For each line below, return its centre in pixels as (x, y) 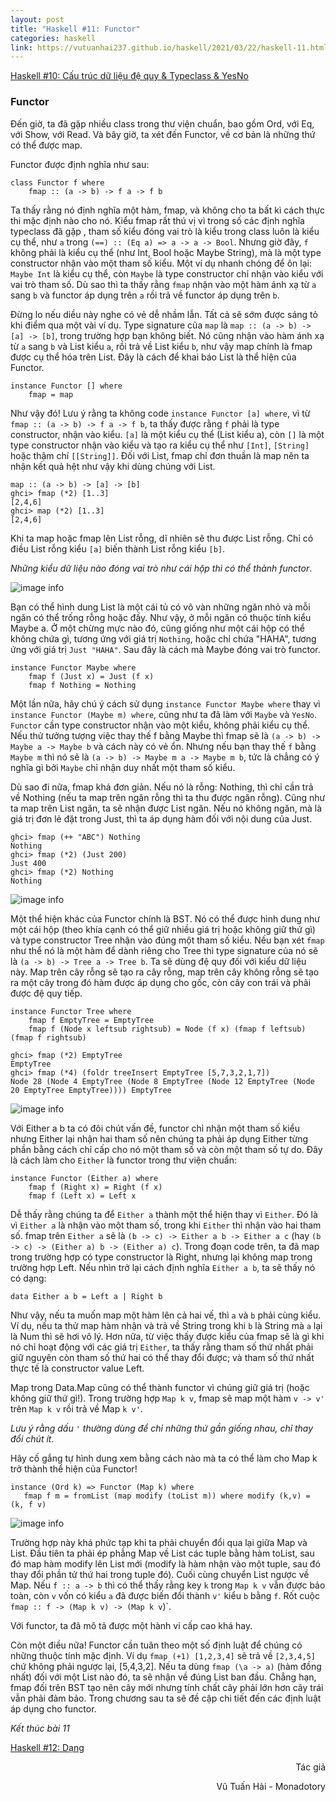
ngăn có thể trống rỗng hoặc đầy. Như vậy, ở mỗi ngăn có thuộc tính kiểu (161, 617)
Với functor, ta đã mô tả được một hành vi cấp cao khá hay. (131, 1625)
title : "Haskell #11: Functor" (75, 29)
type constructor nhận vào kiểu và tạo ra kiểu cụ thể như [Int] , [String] (160, 445)
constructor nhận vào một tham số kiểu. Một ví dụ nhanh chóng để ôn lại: (161, 263)
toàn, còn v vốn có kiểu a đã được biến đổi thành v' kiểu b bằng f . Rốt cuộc (165, 1595)
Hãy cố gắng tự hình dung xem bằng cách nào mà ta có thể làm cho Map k (164, 1458)
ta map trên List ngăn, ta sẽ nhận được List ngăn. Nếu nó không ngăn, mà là (166, 808)
